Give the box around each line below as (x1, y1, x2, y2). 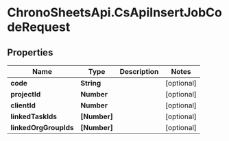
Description (119, 67, 159, 76)
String (80, 79, 101, 88)
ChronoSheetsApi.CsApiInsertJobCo (7, 5, 223, 21)
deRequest (7, 19, 71, 35)
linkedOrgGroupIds (10, 123, 74, 132)
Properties (7, 47, 53, 58)
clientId (10, 101, 36, 110)
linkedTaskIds (10, 112, 57, 121)
